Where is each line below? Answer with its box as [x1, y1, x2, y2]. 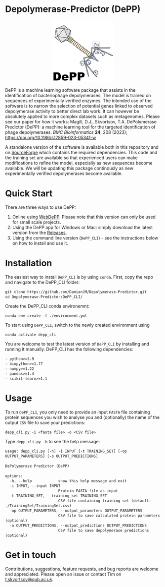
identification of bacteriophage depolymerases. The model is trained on [5, 92, 151, 98]
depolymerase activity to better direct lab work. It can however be [5, 108, 139, 114]
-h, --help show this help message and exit [9, 478, 127, 483]
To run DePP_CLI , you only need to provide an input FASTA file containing [5, 409, 150, 415]
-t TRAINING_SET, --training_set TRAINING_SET [9, 493, 107, 498]
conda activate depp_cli [5, 332, 56, 337]
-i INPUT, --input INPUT [9, 483, 61, 488]
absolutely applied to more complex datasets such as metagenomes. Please [5, 113, 160, 119]
